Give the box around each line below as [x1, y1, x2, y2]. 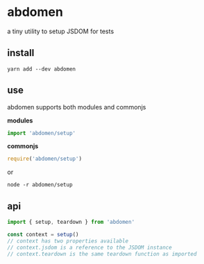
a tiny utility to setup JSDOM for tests [7, 27, 114, 35]
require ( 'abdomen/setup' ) [7, 155, 82, 163]
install [7, 47, 35, 59]
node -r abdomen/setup [7, 182, 73, 188]
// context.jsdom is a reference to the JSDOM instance [7, 244, 172, 251]
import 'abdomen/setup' [7, 130, 76, 137]
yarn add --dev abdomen [7, 65, 76, 73]
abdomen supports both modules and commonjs [7, 103, 146, 111]
